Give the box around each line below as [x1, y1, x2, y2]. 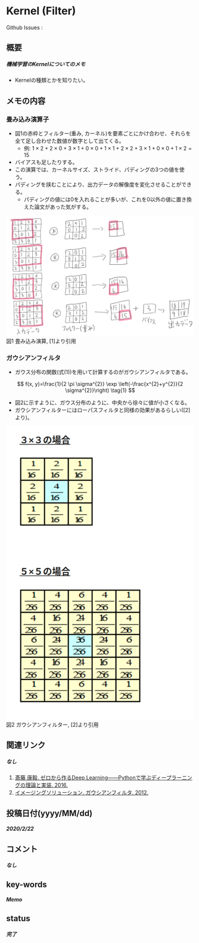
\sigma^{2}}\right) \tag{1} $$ [65, 387, 135, 394]
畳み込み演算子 [6, 115, 49, 123]
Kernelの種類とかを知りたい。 [14, 76, 89, 84]
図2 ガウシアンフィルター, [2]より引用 [6, 721, 99, 728]
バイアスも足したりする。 [14, 158, 78, 165]
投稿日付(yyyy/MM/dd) [6, 808, 93, 818]
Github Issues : [6, 24, 43, 31]
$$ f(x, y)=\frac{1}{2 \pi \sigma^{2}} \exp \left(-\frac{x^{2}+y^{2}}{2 [17, 381, 184, 388]
